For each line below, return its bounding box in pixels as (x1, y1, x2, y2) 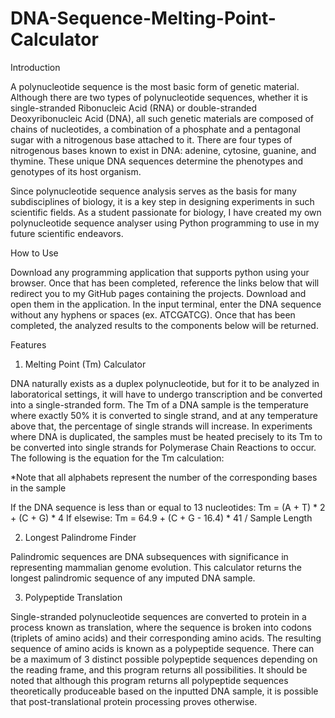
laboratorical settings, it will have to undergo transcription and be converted (10, 388, 323, 400)
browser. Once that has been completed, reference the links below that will (10, 277, 320, 289)
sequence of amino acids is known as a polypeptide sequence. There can (10, 642, 315, 654)
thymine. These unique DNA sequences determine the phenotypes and (10, 155, 303, 167)
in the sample (10, 482, 67, 494)
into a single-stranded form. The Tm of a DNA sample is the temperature (10, 398, 309, 411)
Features (10, 338, 47, 351)
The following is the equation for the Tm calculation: (10, 452, 225, 464)
